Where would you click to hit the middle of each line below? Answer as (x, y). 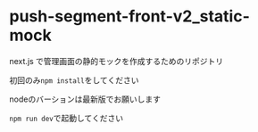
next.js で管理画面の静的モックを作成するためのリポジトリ (117, 61)
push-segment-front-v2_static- (129, 16)
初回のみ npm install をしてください (74, 80)
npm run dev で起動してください (66, 118)
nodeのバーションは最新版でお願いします (85, 99)
